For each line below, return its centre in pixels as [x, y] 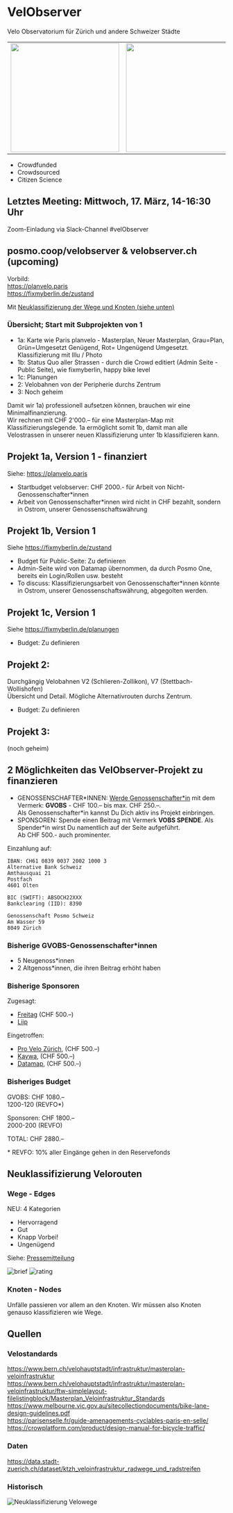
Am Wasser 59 [26, 922]
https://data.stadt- [33, 1461]
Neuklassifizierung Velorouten [75, 1174]
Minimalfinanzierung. [37, 413]
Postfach [20, 879]
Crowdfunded [37, 165]
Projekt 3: [29, 731]
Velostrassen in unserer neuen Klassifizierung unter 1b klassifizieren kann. [113, 435]
